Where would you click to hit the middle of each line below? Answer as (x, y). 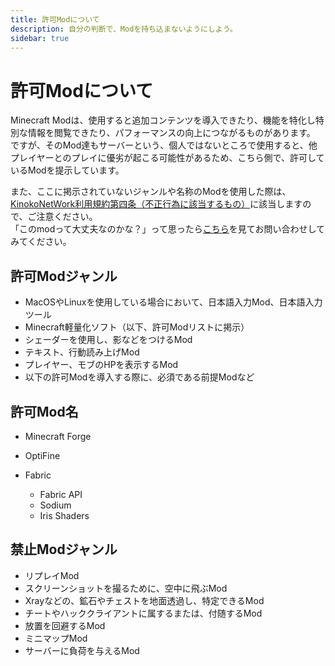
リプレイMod (52, 575)
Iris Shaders (64, 515)
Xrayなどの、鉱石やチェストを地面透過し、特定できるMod (144, 600)
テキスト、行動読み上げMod (82, 352)
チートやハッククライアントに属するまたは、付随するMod (143, 613)
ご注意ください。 (62, 217)
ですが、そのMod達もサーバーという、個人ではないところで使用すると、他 (164, 145)
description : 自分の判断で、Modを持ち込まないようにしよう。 (124, 29)
